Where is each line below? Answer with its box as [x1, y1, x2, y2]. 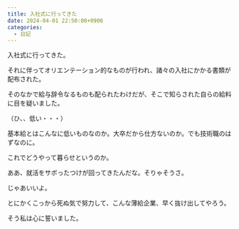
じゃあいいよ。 [7, 183, 51, 193]
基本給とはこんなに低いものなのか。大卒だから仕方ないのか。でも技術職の [7, 129, 225, 138]
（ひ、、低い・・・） [7, 114, 67, 123]
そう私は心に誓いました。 [7, 214, 83, 223]
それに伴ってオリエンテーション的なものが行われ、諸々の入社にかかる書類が [7, 66, 231, 75]
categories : [7, 24, 43, 31]
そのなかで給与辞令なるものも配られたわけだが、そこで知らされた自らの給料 [7, 90, 232, 98]
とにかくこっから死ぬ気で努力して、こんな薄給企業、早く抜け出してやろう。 [7, 199, 230, 208]
